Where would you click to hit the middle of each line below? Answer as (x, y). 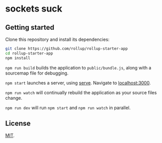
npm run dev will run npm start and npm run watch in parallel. (68, 108)
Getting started (30, 27)
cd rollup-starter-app (29, 53)
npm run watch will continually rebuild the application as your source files (81, 92)
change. (14, 98)
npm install (18, 58)
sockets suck (34, 9)
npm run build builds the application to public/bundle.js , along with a (78, 67)
